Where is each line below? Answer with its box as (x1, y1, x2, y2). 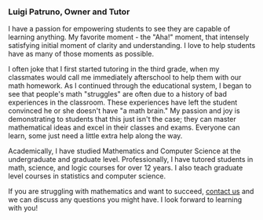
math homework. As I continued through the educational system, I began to (8, 81, 252, 90)
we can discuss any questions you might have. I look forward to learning (8, 195, 243, 204)
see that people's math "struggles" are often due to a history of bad (8, 90, 228, 99)
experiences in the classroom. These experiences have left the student (8, 97, 238, 108)
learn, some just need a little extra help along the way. (8, 131, 183, 141)
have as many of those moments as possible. (8, 49, 155, 59)
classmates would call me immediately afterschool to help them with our (8, 73, 242, 82)
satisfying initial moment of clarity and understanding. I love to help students (8, 41, 256, 50)
